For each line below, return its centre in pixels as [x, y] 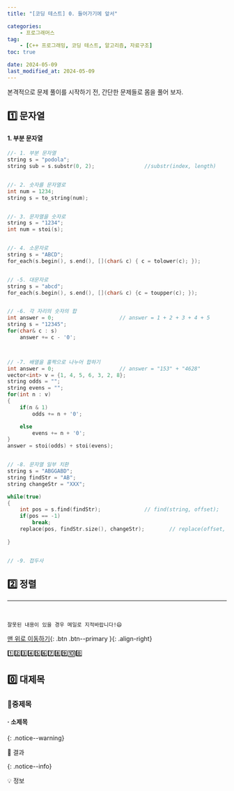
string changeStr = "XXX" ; [46, 484]
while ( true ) [24, 497]
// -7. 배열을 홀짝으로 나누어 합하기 [54, 362]
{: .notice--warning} [36, 738]
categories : [24, 26]
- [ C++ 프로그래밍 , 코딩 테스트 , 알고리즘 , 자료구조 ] [86, 46]
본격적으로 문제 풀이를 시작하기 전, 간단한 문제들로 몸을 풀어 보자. [95, 92]
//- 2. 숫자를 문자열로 [37, 185]
